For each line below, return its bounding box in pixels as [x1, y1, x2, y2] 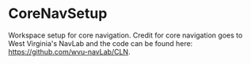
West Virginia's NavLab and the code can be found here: [8, 38, 193, 48]
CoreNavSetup [8, 5, 108, 23]
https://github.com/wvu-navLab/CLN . [8, 47, 131, 56]
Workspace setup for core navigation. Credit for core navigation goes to [8, 30, 243, 40]
